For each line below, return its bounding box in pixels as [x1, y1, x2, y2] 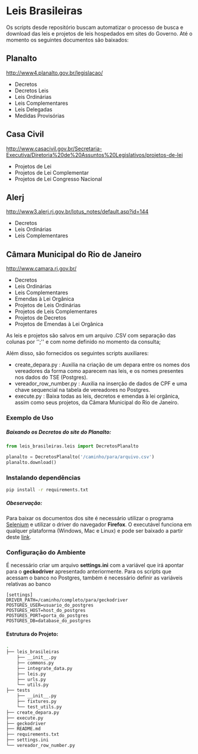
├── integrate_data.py [17, 665, 73, 671]
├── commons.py [17, 660, 54, 666]
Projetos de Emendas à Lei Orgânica [14, 321, 103, 328]
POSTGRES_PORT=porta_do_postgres [6, 613, 89, 619]
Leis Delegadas [14, 105, 53, 113]
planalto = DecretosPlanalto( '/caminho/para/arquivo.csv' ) [6, 454, 155, 460]
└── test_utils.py [17, 704, 62, 710]
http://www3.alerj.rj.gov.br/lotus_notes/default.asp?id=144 [6, 208, 149, 215]
